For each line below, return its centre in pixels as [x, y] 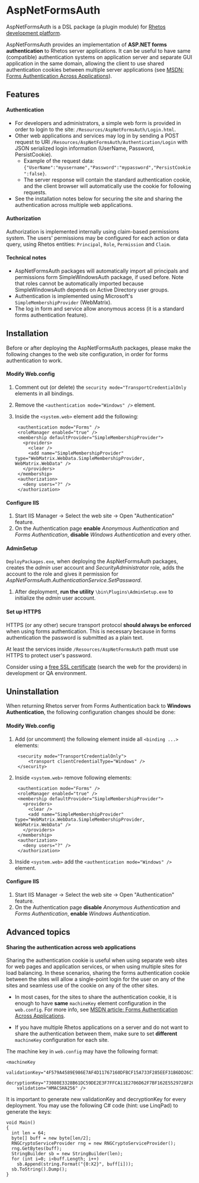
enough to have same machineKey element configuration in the [91, 1003]
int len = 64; [29, 1133]
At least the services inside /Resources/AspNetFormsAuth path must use [92, 649]
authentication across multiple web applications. [74, 204]
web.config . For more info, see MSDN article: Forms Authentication [96, 1010]
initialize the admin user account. [55, 598]
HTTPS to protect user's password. [49, 655]
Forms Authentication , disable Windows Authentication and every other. [103, 535]
